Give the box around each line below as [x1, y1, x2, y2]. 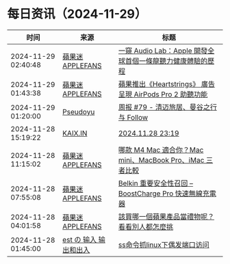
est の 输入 [62, 235, 97, 244]
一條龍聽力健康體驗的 [138, 56, 207, 66]
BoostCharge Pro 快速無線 [118, 189, 203, 198]
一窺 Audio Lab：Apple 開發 [118, 46, 208, 55]
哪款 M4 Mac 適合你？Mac [118, 145, 204, 155]
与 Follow [118, 112, 149, 122]
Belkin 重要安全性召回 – [118, 179, 194, 188]
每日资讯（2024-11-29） [7, 6, 147, 22]
